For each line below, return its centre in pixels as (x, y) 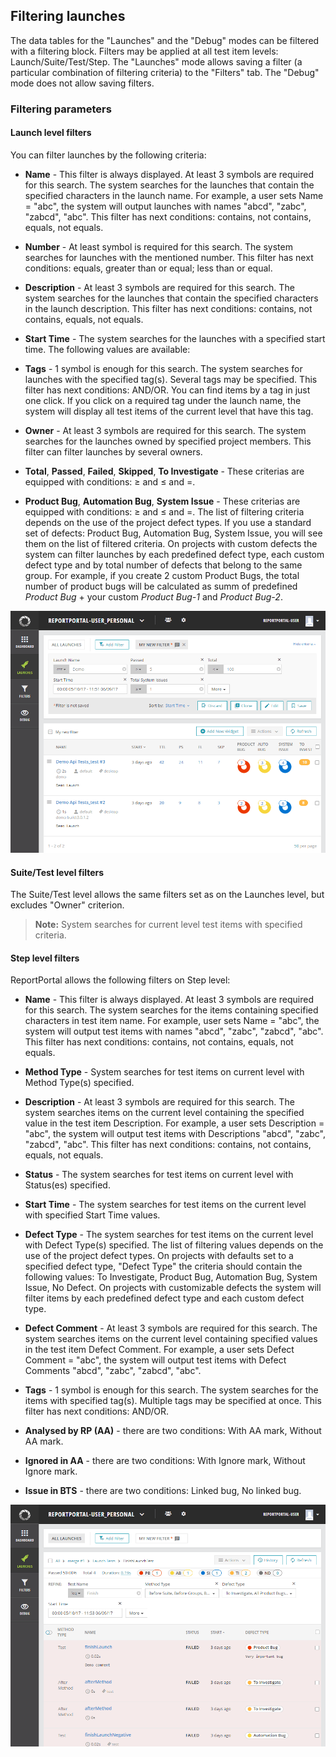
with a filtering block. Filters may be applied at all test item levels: (144, 51)
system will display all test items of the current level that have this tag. (169, 411)
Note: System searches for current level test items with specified (168, 925)
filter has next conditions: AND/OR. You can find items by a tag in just (167, 390)
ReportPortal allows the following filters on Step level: (120, 980)
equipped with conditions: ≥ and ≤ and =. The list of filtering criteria (164, 511)
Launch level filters (51, 133)
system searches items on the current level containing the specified (164, 1113)
